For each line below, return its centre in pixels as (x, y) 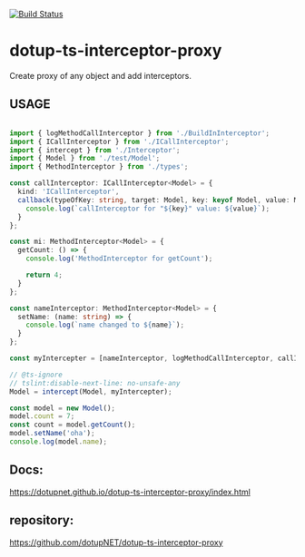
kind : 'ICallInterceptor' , (69, 191)
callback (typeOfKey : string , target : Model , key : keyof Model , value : (154, 200)
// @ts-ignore (36, 375)
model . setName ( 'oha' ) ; (52, 434)
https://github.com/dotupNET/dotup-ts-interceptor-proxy (117, 542)
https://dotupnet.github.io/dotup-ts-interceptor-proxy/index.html (130, 492)
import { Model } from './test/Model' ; (85, 159)
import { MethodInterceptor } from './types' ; (99, 167)
